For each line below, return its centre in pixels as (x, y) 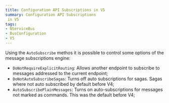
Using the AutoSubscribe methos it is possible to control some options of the (85, 53)
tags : (11, 24)
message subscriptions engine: (38, 58)
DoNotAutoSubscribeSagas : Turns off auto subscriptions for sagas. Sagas (87, 79)
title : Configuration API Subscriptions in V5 (55, 10)
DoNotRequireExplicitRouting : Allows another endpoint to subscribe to (86, 68)
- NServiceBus (20, 29)
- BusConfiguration (26, 33)
